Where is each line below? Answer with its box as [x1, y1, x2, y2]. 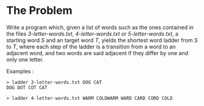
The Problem [6, 4, 72, 18]
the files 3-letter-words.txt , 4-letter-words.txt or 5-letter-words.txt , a [6, 30, 178, 37]
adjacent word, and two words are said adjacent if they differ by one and [6, 49, 189, 56]
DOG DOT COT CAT [6, 84, 47, 91]
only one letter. [6, 56, 44, 63]
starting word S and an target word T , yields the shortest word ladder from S [6, 36, 198, 44]
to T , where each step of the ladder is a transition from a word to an [6, 43, 176, 50]
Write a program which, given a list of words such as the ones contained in [6, 24, 194, 31]
